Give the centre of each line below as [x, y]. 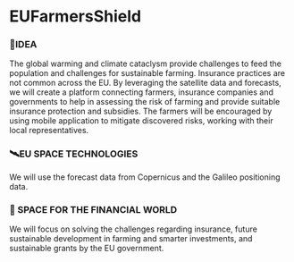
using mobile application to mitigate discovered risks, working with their [142, 121]
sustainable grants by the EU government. [87, 249]
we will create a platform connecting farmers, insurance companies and [142, 92]
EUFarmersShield [75, 17]
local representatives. [49, 131]
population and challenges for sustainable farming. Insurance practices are [147, 73]
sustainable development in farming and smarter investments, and [131, 239]
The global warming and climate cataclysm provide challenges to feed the [145, 63]
